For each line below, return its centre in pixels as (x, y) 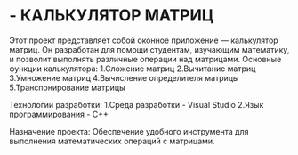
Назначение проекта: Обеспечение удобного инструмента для (129, 131)
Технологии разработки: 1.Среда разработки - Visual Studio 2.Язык (137, 104)
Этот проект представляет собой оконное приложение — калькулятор (144, 40)
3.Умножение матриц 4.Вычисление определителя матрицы (124, 77)
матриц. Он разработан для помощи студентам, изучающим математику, (149, 49)
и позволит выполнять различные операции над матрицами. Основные (145, 59)
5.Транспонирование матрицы (67, 87)
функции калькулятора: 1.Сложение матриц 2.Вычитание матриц (133, 69)
